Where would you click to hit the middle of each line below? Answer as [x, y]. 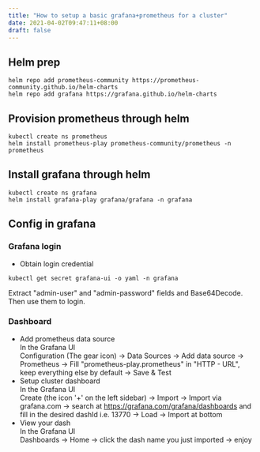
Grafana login [35, 247]
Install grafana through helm [79, 175]
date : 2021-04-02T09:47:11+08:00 [63, 23]
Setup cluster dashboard [60, 381]
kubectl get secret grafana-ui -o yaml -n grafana [93, 278]
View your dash [45, 423]
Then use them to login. [47, 301]
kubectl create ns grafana [53, 193]
